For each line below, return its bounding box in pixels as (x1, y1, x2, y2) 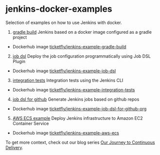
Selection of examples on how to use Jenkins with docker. (5, 20, 122, 25)
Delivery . (5, 144, 23, 150)
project (12, 34, 27, 40)
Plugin (12, 58, 26, 64)
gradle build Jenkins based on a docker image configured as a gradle (12, 29, 152, 35)
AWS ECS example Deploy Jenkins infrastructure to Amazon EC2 (12, 115, 143, 121)
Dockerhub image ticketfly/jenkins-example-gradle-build (12, 44, 126, 49)
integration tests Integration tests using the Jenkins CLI (12, 77, 124, 83)
